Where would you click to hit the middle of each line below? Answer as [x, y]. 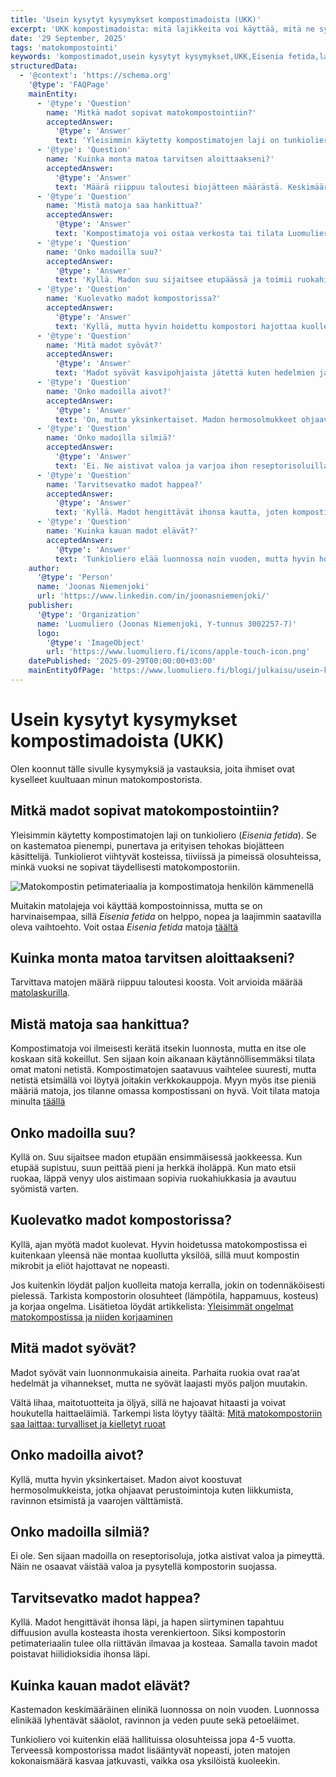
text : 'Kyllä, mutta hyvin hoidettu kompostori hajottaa [176, 326]
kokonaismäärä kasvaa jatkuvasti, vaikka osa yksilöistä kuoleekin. [145, 1760]
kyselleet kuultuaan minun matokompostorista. [106, 779]
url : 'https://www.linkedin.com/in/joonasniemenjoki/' [153, 596]
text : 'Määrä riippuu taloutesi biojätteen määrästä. [169, 187]
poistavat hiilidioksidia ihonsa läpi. [80, 1654]
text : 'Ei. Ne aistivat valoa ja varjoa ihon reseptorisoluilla [191, 466]
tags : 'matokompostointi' [64, 47]
